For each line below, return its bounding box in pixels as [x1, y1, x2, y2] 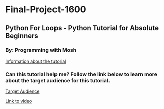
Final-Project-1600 [5, 4, 87, 15]
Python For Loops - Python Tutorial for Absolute [5, 24, 159, 32]
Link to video [5, 98, 32, 104]
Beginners [5, 31, 39, 40]
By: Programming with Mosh [5, 46, 77, 53]
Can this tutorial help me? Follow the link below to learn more [5, 71, 157, 78]
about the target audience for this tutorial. [5, 77, 111, 84]
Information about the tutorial [5, 58, 66, 64]
